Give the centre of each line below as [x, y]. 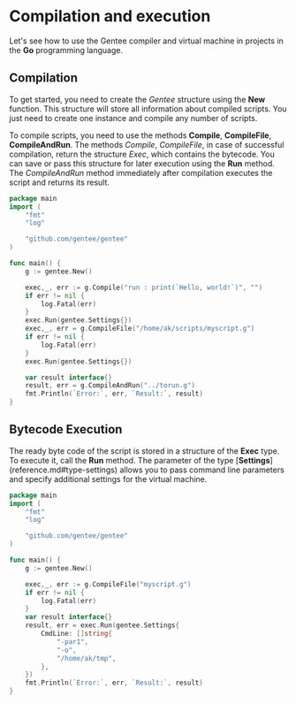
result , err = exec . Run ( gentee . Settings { [102, 625]
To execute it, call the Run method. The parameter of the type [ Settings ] [141, 460]
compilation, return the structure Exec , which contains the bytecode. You [142, 154]
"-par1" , [72, 642]
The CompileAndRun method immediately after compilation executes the [141, 172]
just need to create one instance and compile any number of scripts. [133, 118]
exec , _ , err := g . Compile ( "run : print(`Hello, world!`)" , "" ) [144, 287]
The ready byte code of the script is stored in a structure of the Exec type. [144, 451]
